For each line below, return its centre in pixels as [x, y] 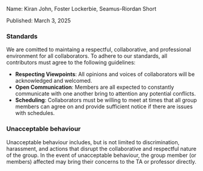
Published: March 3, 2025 [39, 20]
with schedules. [35, 113]
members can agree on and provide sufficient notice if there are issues [104, 106]
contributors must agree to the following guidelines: [71, 63]
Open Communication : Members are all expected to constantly [95, 87]
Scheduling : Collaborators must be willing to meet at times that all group [106, 100]
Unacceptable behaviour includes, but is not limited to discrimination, [93, 142]
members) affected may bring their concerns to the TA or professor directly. [101, 161]
